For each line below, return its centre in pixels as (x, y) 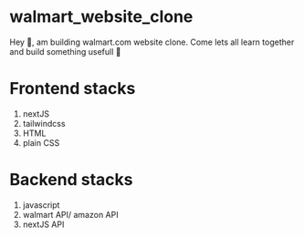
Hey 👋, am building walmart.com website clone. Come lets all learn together (152, 42)
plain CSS (41, 142)
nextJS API (43, 224)
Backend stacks (71, 180)
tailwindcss (44, 123)
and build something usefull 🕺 (65, 51)
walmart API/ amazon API (70, 214)
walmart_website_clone (101, 17)
